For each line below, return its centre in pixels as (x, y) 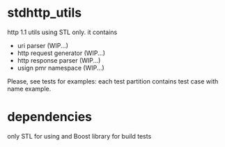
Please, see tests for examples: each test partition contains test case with (113, 81)
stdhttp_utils (45, 13)
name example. (29, 88)
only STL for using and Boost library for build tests (79, 136)
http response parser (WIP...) (59, 60)
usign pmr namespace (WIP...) (61, 68)
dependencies (50, 117)
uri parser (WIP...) (42, 45)
